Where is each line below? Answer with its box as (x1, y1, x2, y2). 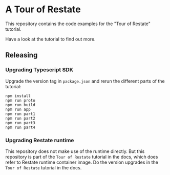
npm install (5, 93, 31, 99)
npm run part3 (5, 120, 36, 125)
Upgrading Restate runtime (5, 137, 74, 144)
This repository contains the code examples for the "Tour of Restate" (5, 21, 151, 27)
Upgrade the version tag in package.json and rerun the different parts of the (5, 78, 165, 84)
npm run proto (5, 98, 36, 103)
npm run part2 (5, 115, 36, 121)
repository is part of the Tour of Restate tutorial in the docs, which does (5, 153, 158, 160)
